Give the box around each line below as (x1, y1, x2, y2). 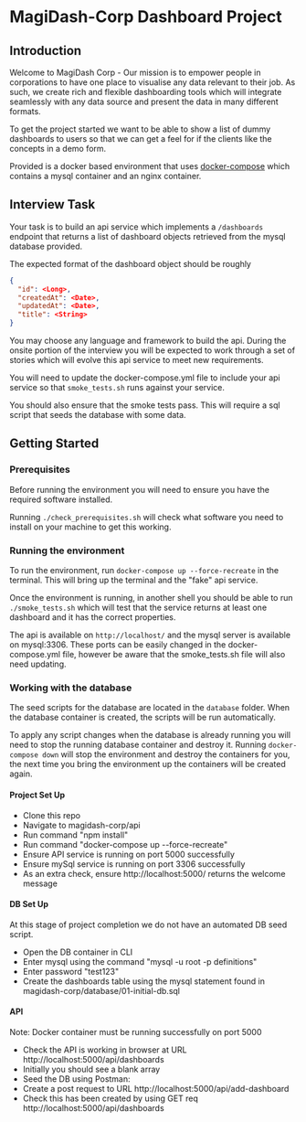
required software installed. (9, 494, 112, 505)
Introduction (9, 43, 82, 59)
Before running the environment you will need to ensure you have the (9, 484, 270, 495)
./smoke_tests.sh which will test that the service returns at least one (9, 602, 268, 614)
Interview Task (9, 197, 96, 212)
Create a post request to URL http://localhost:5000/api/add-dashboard (22, 1083, 290, 1094)
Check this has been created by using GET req (22, 1093, 199, 1104)
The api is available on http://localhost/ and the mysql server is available (9, 629, 290, 641)
